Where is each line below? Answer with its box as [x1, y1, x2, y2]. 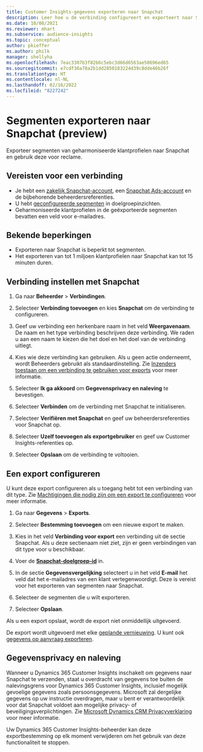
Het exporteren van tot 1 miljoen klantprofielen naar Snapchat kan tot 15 [14, 253, 193, 260]
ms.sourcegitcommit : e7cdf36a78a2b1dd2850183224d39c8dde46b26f [6, 65, 169, 72]
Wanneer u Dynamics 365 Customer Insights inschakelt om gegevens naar [6, 669, 192, 676]
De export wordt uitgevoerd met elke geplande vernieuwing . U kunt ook [6, 629, 184, 636]
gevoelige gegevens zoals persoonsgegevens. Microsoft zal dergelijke [6, 688, 182, 696]
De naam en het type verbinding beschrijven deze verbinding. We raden [14, 329, 195, 336]
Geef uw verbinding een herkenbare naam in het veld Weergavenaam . [14, 322, 192, 330]
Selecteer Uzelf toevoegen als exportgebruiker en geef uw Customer [14, 433, 190, 440]
